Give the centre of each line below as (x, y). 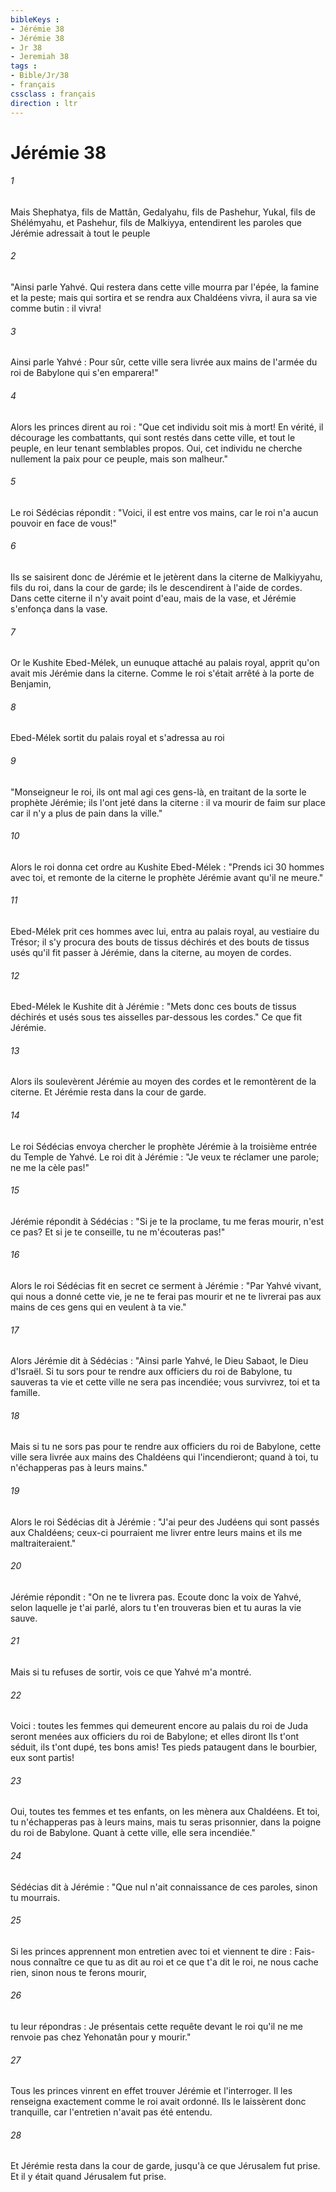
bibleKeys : (35, 19)
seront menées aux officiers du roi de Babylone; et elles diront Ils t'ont (155, 1737)
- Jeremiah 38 (40, 57)
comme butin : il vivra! (56, 308)
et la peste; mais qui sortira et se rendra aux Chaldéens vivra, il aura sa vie (164, 298)
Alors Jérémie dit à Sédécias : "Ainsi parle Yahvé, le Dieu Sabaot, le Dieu (159, 1361)
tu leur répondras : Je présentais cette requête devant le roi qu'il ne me (156, 2026)
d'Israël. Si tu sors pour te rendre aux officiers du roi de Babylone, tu (151, 1372)
